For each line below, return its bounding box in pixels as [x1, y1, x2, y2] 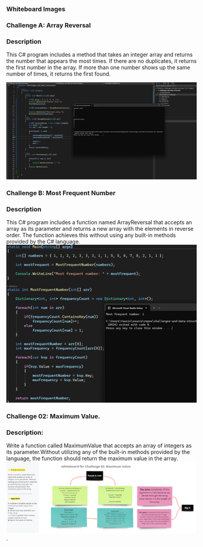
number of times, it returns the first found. [6, 70, 111, 77]
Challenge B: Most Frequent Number [6, 189, 116, 197]
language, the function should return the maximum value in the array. [6, 455, 178, 462]
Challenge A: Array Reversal [6, 21, 91, 29]
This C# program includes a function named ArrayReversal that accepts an [6, 219, 192, 226]
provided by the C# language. [6, 238, 80, 245]
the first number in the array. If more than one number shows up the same [6, 64, 190, 71]
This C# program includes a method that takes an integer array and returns [6, 51, 193, 59]
